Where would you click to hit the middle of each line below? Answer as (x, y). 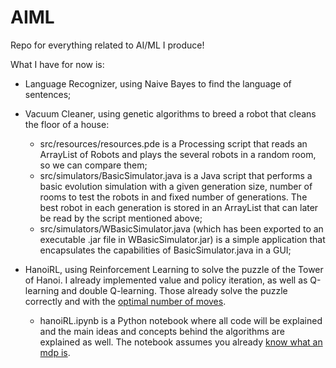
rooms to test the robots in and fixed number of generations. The (173, 197)
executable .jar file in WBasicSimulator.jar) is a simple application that (182, 239)
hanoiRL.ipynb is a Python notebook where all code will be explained (181, 320)
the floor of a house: (67, 124)
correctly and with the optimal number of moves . (125, 301)
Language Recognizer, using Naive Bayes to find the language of (158, 83)
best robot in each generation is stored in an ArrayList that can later (179, 207)
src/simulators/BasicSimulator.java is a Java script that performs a (176, 175)
